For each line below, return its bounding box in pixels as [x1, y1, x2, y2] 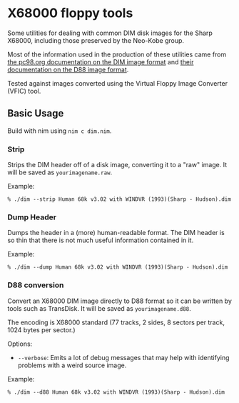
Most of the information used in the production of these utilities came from [7, 50, 227, 59]
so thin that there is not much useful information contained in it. [7, 236, 194, 244]
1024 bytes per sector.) [7, 325, 76, 334]
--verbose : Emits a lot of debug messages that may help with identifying [17, 353, 230, 362]
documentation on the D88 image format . [7, 65, 129, 74]
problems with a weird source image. [17, 361, 127, 369]
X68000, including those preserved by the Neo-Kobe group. [7, 36, 184, 44]
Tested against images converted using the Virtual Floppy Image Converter [7, 79, 228, 87]
